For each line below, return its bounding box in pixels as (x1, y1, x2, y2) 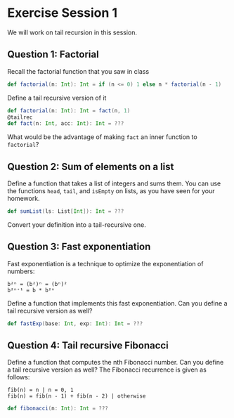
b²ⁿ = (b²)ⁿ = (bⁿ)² (7, 280, 68, 287)
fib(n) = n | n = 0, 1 (7, 386, 74, 394)
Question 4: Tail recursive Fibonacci (7, 339, 169, 352)
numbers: (7, 267, 35, 275)
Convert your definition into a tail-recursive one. (7, 220, 146, 229)
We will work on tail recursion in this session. (7, 28, 138, 37)
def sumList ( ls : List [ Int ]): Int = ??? (7, 208, 124, 215)
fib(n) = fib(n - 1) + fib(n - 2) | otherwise (7, 393, 146, 400)
